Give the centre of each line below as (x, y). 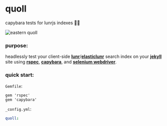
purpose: (17, 45)
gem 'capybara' (21, 100)
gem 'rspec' (18, 95)
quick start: (20, 75)
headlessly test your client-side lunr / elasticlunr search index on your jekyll (83, 56)
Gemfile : (14, 86)
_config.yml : (18, 109)
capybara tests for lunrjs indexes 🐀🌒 (43, 23)
